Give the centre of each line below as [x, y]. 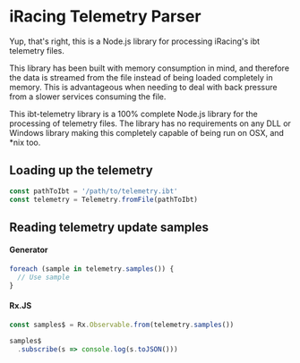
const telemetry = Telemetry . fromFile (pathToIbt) [104, 199]
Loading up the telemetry [81, 170]
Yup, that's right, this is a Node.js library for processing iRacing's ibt [135, 41]
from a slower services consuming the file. [88, 97]
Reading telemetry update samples [109, 227]
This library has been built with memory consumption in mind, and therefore [149, 68]
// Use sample [43, 277]
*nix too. [25, 142]
